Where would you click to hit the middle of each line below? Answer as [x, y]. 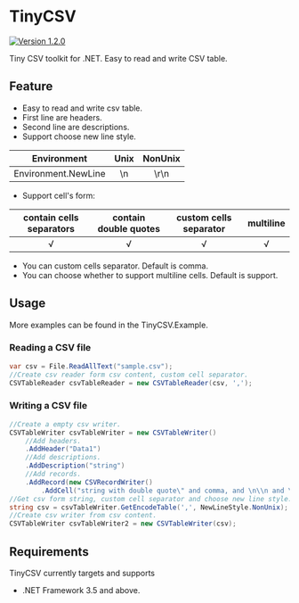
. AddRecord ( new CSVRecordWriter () [89, 482]
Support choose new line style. [79, 136]
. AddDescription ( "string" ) [75, 466]
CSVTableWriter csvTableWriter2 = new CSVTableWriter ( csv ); [123, 524]
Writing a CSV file [48, 406]
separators [51, 228]
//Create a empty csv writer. [65, 424]
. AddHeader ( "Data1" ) [63, 449]
